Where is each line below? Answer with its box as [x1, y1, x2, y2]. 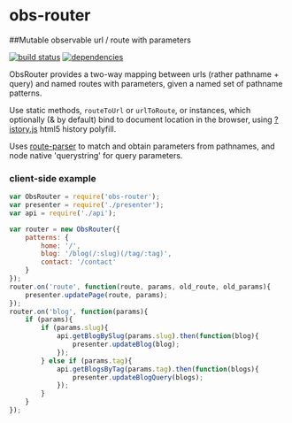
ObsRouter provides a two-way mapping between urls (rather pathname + [9, 68, 280, 80]
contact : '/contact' [41, 258, 117, 266]
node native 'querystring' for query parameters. [9, 150, 183, 160]
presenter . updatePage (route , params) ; [25, 290, 168, 299]
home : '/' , [41, 241, 81, 250]
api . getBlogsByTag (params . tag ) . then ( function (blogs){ [56, 365, 259, 373]
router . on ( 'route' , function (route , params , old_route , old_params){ [9, 282, 272, 291]
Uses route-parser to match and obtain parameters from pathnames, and [9, 141, 276, 151]
